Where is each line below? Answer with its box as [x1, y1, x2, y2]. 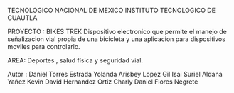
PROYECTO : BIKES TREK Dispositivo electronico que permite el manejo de [7, 28, 228, 35]
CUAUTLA [7, 13, 38, 22]
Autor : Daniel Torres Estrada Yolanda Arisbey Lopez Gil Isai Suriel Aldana [7, 70, 223, 78]
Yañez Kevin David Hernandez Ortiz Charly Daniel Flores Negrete [7, 77, 198, 86]
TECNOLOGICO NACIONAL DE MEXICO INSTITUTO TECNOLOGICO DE [7, 6, 216, 14]
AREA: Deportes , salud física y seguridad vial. [7, 56, 144, 65]
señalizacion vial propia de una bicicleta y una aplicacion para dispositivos [7, 35, 226, 43]
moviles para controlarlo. [7, 43, 80, 50]
